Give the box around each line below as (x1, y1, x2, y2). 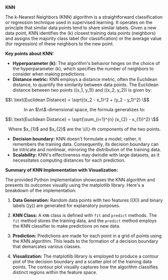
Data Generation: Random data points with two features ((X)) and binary (12, 197, 163, 203)
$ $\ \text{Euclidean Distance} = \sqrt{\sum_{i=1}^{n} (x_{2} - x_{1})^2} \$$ (5, 116, 159, 122)
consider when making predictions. (12, 71, 86, 77)
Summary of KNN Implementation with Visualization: (5, 167, 118, 173)
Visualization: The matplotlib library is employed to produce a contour (12, 253, 159, 259)
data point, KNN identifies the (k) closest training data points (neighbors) (5, 30, 156, 36)
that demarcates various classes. (12, 244, 81, 249)
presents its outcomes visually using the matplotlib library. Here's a (5, 182, 144, 188)
